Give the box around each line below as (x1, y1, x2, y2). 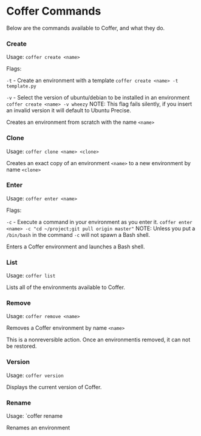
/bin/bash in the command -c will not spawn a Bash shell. (6, 231, 151, 238)
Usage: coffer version (6, 372, 64, 379)
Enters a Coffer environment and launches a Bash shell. (6, 243, 145, 250)
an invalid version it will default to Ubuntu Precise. (6, 107, 132, 114)
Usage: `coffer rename (6, 412, 63, 420)
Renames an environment (6, 424, 70, 432)
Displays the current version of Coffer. (6, 383, 102, 390)
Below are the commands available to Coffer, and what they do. (6, 24, 165, 32)
